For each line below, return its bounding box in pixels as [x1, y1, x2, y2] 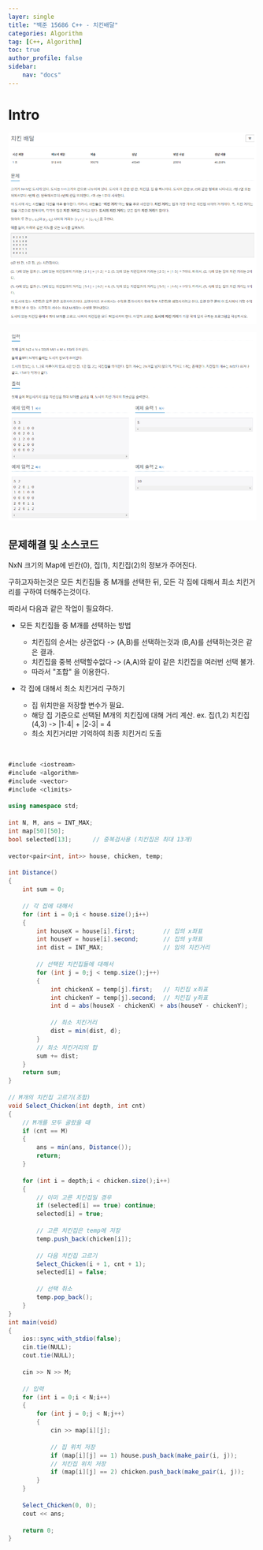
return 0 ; [22, 1526, 55, 1534]
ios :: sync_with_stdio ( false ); [22, 1335, 122, 1343]
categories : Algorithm [8, 29, 83, 37]
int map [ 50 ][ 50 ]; [8, 827, 65, 836]
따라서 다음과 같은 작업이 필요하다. [8, 604, 113, 613]
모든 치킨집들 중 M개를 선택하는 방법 [19, 620, 131, 631]
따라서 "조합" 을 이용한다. [31, 667, 110, 676]
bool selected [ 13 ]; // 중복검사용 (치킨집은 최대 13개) [8, 835, 193, 844]
